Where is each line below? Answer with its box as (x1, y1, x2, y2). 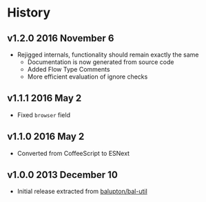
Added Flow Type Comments (27, 65, 110, 73)
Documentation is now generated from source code (27, 58, 174, 66)
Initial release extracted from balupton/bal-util (17, 188, 148, 196)
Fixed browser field (17, 110, 71, 119)
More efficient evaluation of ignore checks (27, 72, 148, 81)
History (7, 5, 51, 21)
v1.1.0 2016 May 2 (7, 131, 85, 143)
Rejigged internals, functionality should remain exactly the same (17, 50, 199, 59)
